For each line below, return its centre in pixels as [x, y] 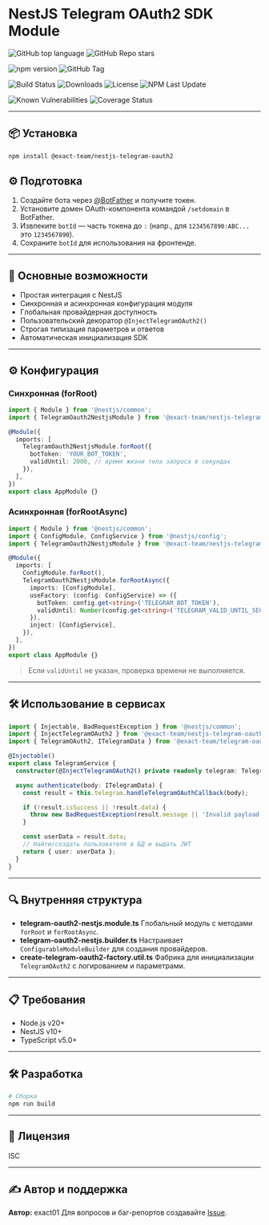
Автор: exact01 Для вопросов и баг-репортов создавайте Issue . [118, 1213]
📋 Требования [47, 1000]
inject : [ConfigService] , [72, 625]
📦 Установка [43, 134]
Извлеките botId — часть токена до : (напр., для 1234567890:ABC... [134, 226]
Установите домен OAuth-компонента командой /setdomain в [124, 209]
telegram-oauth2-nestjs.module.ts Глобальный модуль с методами [136, 923]
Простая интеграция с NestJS [71, 295]
